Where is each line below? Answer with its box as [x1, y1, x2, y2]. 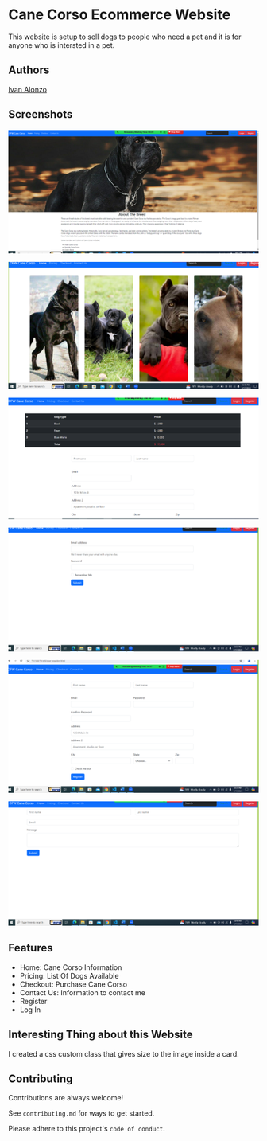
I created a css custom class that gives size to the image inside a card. [8, 1049, 240, 1058]
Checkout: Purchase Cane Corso [19, 979, 128, 989]
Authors [8, 64, 50, 77]
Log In [19, 1005, 41, 1014]
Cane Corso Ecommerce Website [8, 6, 231, 24]
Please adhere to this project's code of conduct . [8, 1124, 165, 1134]
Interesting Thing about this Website [8, 1028, 193, 1041]
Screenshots [8, 107, 73, 121]
